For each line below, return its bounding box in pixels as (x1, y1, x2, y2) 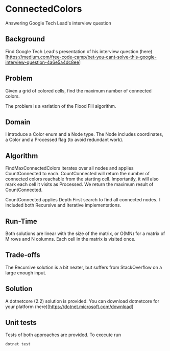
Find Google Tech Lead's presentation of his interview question (5, 48, 139, 54)
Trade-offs (5, 251, 40, 260)
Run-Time (5, 217, 37, 225)
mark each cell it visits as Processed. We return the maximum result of (5, 181, 154, 188)
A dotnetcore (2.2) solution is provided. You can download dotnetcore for (5, 298, 160, 304)
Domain (5, 118, 31, 126)
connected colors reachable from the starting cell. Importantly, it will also (5, 176, 159, 182)
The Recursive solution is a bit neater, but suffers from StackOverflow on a (5, 264, 162, 270)
